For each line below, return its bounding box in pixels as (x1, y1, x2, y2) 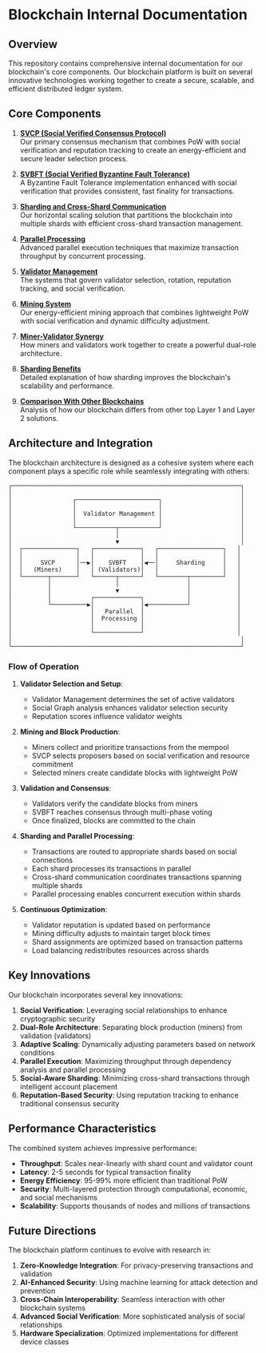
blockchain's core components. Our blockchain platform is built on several (8, 67, 253, 77)
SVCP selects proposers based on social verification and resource (31, 751, 250, 760)
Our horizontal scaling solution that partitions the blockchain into (19, 210, 233, 220)
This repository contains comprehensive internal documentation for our (8, 58, 244, 68)
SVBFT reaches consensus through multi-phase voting (31, 807, 213, 816)
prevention (19, 1286, 56, 1295)
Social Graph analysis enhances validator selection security (31, 703, 228, 712)
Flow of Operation (8, 661, 80, 672)
